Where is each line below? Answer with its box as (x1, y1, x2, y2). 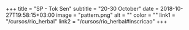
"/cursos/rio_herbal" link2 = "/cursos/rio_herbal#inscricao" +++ (6, 18, 168, 25)
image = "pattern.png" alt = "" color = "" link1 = (56, 11, 175, 19)
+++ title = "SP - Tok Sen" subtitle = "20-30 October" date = (6, 5, 159, 12)
